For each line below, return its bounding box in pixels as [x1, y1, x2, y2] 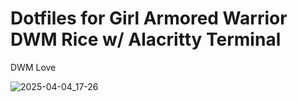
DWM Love [10, 61, 57, 73]
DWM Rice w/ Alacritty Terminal [10, 28, 282, 51]
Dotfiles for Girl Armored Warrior [10, 7, 288, 30]
